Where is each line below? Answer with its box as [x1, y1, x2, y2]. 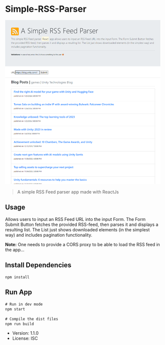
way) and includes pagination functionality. [5, 232, 93, 238]
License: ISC [12, 335, 38, 341]
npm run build [5, 321, 34, 326]
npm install [5, 275, 30, 280]
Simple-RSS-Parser [5, 3, 87, 15]
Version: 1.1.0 [12, 330, 39, 336]
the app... [5, 247, 25, 252]
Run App [5, 288, 33, 296]
